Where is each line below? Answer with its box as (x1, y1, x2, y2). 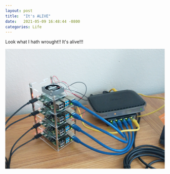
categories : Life (5, 24, 42, 29)
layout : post (5, 8, 33, 13)
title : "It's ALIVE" (5, 13, 51, 19)
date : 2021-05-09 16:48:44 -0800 (5, 19, 80, 24)
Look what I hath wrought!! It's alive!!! (5, 39, 83, 45)
